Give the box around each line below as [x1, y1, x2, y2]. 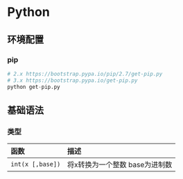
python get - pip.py [7, 83, 60, 90]
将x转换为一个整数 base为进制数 [67, 160, 173, 170]
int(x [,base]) [10, 160, 61, 169]
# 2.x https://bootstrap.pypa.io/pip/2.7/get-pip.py [7, 70, 163, 77]
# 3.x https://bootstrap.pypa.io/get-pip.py [7, 77, 138, 84]
